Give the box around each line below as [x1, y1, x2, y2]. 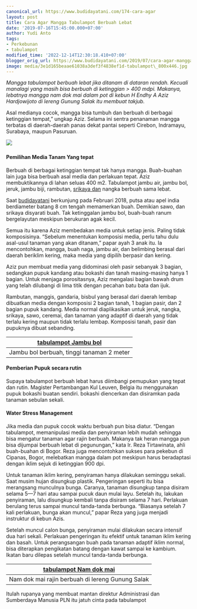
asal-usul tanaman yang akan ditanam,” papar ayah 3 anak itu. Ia [6, 239, 162, 246]
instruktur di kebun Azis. [6, 515, 65, 522]
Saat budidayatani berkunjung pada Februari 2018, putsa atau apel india [6, 197, 180, 204]
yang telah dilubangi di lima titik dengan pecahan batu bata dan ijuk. [6, 282, 171, 289]
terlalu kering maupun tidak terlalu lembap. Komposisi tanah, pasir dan [6, 318, 176, 325]
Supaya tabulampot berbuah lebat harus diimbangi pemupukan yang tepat [6, 377, 186, 384]
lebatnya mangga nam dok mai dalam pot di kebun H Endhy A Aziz [6, 92, 169, 99]
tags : [6, 36, 19, 42]
